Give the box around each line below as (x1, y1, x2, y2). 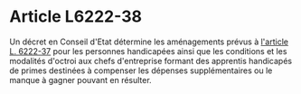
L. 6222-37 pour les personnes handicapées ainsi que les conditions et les (9, 45, 287, 56)
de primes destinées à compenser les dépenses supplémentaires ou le (9, 65, 273, 76)
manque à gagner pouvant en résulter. (9, 74, 152, 85)
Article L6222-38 (9, 6, 143, 27)
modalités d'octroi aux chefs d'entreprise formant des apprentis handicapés (9, 55, 292, 66)
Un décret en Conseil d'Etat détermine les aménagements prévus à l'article (9, 36, 289, 47)
